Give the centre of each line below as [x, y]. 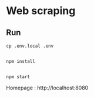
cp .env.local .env [30, 46]
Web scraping [41, 11]
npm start [18, 77]
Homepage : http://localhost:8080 [47, 88]
